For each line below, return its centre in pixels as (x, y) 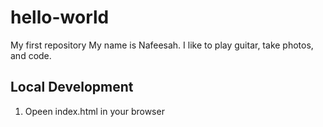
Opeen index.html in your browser (94, 111)
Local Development (72, 87)
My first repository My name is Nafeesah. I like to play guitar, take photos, (162, 45)
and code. (31, 55)
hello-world (60, 17)
